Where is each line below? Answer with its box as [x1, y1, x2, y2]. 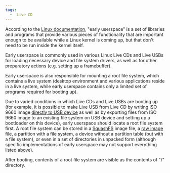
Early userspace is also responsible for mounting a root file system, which [5, 72, 159, 78]
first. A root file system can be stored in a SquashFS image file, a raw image [5, 125, 163, 132]
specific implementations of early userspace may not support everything [5, 141, 157, 147]
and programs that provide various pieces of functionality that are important [5, 31, 163, 37]
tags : [5, 7, 17, 13]
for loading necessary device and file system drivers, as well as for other [5, 57, 157, 63]
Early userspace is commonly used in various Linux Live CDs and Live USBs [5, 52, 163, 58]
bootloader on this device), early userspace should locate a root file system [5, 120, 163, 126]
